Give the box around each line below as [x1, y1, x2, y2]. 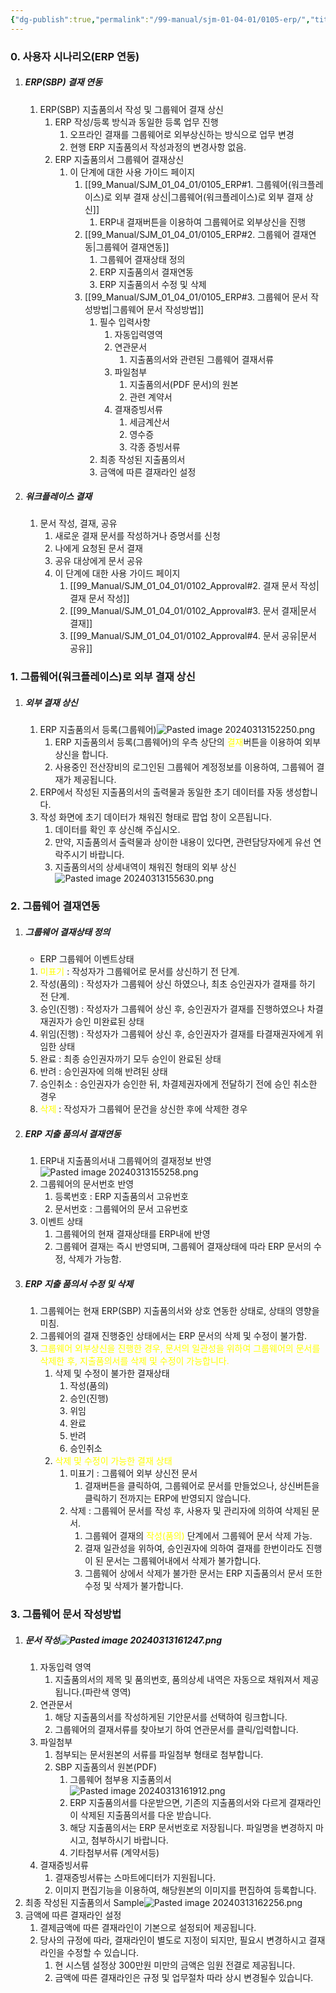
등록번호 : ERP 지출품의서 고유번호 [54, 1191, 189, 1203]
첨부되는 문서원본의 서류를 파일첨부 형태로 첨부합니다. [54, 1749, 264, 1761]
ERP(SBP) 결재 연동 [24, 76, 103, 88]
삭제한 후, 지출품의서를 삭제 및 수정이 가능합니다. [39, 1355, 230, 1367]
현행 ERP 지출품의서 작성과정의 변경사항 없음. [69, 141, 247, 153]
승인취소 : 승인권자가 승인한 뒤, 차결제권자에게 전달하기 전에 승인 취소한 [39, 1078, 318, 1090]
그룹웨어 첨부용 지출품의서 [69, 1774, 172, 1786]
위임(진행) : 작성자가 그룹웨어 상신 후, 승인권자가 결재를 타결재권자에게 [39, 1028, 313, 1040]
